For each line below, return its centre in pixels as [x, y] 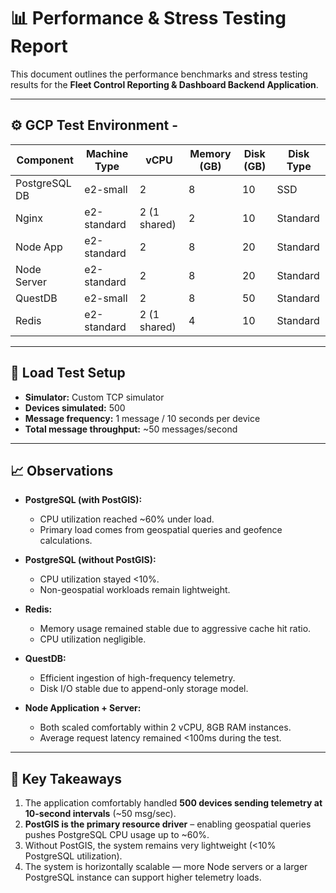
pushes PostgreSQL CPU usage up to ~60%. [117, 835]
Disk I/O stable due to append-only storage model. [144, 689]
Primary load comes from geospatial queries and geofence [161, 530]
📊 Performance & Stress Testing [148, 18]
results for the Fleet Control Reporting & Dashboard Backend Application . [164, 84]
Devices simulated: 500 [75, 407]
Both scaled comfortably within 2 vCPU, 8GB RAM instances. [165, 727]
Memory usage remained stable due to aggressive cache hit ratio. [175, 629]
